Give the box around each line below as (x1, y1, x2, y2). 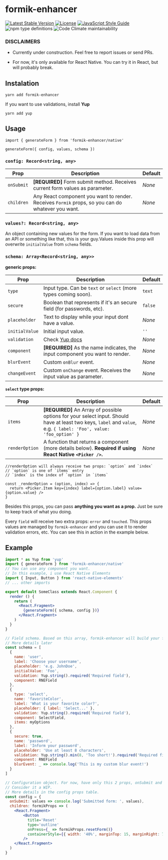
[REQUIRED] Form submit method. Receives (33, 178, 136, 185)
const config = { (5, 794, 41, 799)
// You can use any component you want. (5, 566, 91, 571)
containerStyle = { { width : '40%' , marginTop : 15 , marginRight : (27, 831, 160, 837)
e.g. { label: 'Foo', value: (43, 425, 110, 432)
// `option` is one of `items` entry (5, 468, 84, 473)
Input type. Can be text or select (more (43, 284, 137, 291)
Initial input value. (43, 328, 85, 335)
